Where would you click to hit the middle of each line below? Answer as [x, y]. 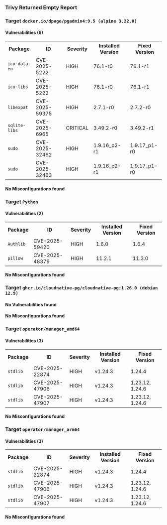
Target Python [22, 202]
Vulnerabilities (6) [24, 33]
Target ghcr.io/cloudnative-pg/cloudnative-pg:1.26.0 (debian [82, 288]
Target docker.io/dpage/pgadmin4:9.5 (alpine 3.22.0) [71, 20]
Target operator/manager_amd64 [42, 329]
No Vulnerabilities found [31, 304]
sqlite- [17, 126]
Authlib [17, 244]
